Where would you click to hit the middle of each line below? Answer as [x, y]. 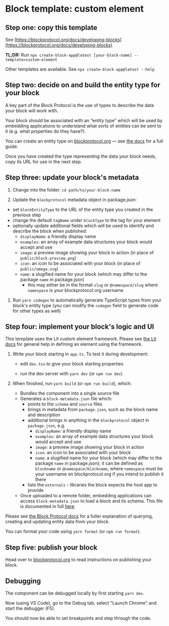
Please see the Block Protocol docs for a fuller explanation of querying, [79, 516]
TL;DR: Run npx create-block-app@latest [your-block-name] [69, 55]
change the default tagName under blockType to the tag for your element [87, 220]
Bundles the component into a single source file [70, 393]
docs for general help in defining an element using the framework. [74, 344]
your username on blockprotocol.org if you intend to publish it [99, 474]
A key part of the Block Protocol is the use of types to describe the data [80, 105]
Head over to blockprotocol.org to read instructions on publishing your [78, 560]
